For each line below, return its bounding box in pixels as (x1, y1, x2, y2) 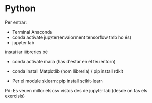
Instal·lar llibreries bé (5, 49, 48, 55)
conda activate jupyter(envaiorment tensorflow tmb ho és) (12, 34, 131, 40)
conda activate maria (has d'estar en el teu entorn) (12, 58, 116, 64)
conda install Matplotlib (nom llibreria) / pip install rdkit (12, 68, 124, 74)
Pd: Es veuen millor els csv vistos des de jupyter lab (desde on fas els (5, 87, 148, 93)
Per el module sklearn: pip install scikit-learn (12, 78, 103, 84)
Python (5, 3, 36, 14)
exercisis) (5, 93, 25, 99)
